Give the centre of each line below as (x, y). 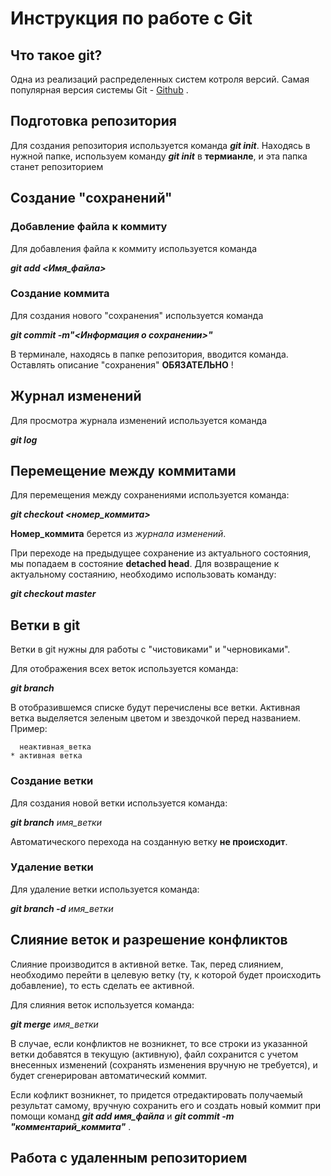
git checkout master (53, 594)
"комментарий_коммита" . (71, 1126)
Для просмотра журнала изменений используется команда (139, 420)
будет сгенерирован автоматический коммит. (109, 1075)
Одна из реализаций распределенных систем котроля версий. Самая (160, 79)
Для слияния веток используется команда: (102, 1004)
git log (24, 439)
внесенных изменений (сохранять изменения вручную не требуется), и (164, 1064)
